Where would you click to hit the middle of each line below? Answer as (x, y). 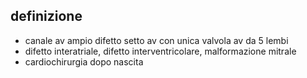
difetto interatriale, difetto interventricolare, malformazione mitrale (160, 51)
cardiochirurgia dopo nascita (84, 61)
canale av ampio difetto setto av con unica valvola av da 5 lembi (156, 40)
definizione (46, 16)
